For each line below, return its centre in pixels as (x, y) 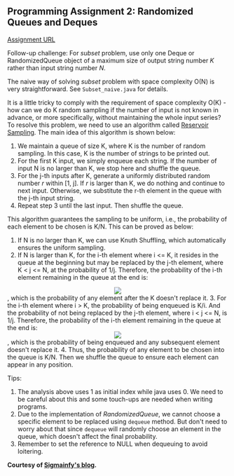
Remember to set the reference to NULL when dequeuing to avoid (112, 444)
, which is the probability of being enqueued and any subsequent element (113, 342)
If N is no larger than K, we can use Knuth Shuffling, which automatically (122, 240)
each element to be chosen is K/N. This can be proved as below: (101, 226)
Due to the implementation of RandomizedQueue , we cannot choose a (119, 414)
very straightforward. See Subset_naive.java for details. (88, 89)
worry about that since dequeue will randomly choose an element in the (119, 429)
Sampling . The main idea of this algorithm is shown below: (91, 132)
